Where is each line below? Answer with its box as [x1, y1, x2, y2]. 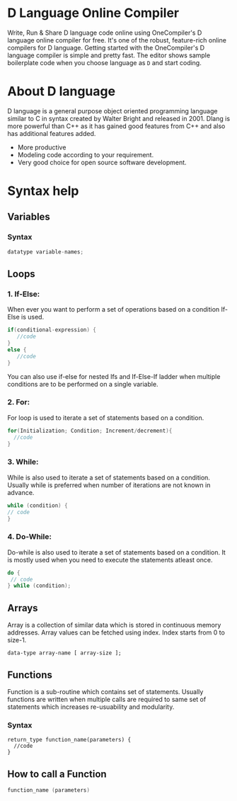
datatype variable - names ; [7, 248, 83, 256]
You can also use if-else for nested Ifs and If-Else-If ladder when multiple [7, 372, 221, 380]
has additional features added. [7, 129, 96, 137]
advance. [7, 488, 35, 496]
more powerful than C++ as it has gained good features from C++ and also [7, 122, 226, 130]
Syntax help [7, 183, 79, 199]
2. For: [7, 397, 30, 407]
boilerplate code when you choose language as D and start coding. [7, 58, 202, 67]
